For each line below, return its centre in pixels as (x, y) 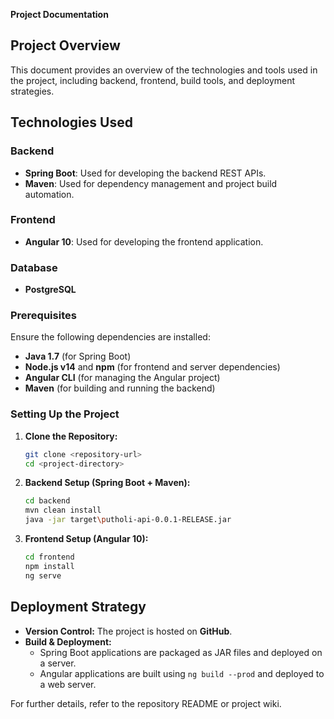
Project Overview (65, 45)
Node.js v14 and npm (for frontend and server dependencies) (152, 367)
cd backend (47, 501)
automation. (49, 194)
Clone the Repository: (71, 436)
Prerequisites (43, 316)
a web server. (68, 684)
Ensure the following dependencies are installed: (110, 337)
